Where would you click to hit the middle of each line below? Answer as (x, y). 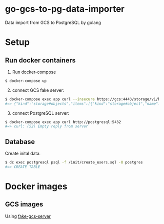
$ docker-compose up (26, 81)
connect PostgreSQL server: (41, 113)
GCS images (24, 204)
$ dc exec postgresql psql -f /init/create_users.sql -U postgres (74, 163)
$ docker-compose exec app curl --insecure (50, 99)
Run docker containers (41, 60)
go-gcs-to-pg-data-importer (65, 9)
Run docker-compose (34, 72)
